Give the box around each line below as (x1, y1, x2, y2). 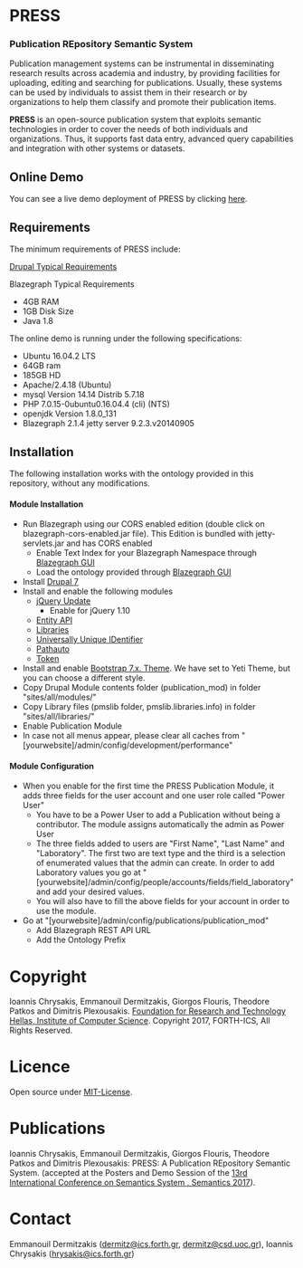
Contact (9, 1209, 71, 1229)
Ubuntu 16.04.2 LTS (22, 350, 97, 362)
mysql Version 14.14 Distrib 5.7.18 (22, 389, 145, 400)
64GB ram (22, 360, 62, 371)
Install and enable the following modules (22, 586, 174, 597)
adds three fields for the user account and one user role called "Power (22, 790, 285, 801)
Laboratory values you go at (35, 867, 141, 878)
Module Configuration (9, 760, 95, 771)
